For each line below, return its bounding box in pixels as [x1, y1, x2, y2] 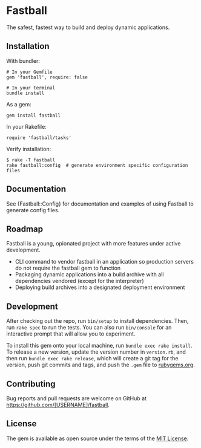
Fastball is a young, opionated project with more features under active [6, 240, 181, 247]
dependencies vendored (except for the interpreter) [15, 278, 144, 285]
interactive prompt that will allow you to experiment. [6, 330, 136, 337]
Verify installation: [6, 145, 51, 152]
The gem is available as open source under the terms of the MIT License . [6, 435, 189, 442]
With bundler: [6, 57, 41, 64]
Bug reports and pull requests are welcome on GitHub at [6, 395, 147, 402]
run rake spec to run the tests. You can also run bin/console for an [6, 324, 172, 331]
